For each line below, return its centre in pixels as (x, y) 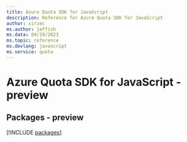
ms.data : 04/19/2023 (33, 35)
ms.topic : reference (33, 40)
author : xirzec (26, 23)
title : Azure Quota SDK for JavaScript (57, 12)
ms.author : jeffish (31, 29)
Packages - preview (45, 118)
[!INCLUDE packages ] (34, 132)
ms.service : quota (30, 52)
